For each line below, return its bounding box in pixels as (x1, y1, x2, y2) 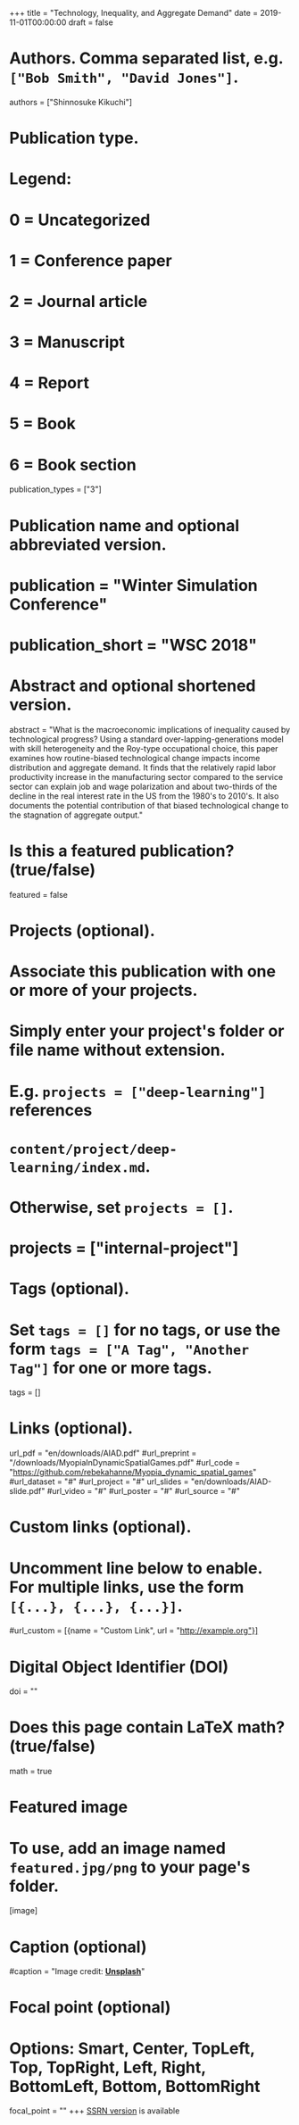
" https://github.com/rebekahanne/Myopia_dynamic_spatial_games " (9, 1467, 257, 1478)
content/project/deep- (9, 1141, 178, 1158)
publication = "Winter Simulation (9, 575, 259, 595)
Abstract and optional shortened (9, 676, 256, 696)
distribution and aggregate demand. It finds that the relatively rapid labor (9, 762, 277, 773)
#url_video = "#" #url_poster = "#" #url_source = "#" (46, 1486, 241, 1497)
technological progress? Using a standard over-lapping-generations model (9, 734, 284, 744)
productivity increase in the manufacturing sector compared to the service (9, 771, 284, 782)
